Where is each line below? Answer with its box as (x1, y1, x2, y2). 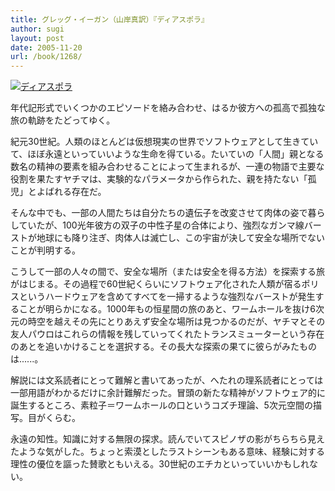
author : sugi (10, 24, 65, 34)
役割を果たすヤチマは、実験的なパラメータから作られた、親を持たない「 (10, 173, 308, 185)
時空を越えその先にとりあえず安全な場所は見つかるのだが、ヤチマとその (27, 316, 326, 328)
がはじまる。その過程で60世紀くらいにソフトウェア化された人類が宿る (10, 278, 302, 290)
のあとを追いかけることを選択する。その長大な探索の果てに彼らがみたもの (10, 341, 317, 353)
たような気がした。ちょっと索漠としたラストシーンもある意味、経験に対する (10, 446, 326, 458)
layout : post (10, 33, 65, 43)
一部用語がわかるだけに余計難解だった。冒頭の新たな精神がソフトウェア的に (10, 387, 326, 399)
